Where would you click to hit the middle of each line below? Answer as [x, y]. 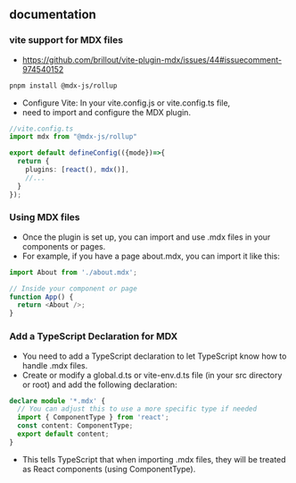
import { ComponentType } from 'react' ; [93, 418]
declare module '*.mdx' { [57, 401]
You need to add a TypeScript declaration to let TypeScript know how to [154, 356]
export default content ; [63, 434]
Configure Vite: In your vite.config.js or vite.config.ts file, [126, 103]
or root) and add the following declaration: [99, 385]
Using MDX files [45, 217]
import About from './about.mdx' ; [74, 272]
